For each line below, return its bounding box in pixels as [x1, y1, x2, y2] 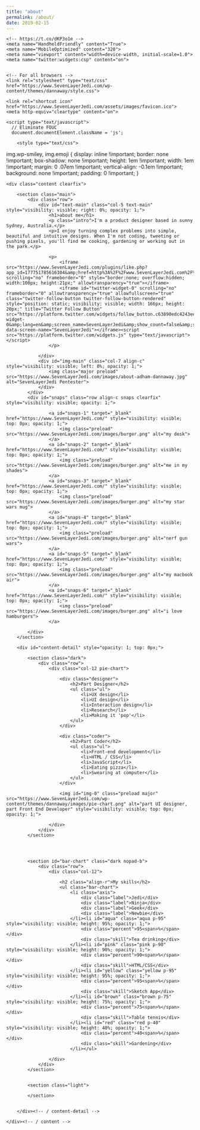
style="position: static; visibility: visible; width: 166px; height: [6, 301, 185, 307]
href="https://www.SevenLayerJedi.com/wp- [6, 83, 113, 89]
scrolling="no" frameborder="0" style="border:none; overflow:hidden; [6, 275, 185, 281]
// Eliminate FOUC [11, 124, 58, 131]
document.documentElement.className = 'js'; [11, 130, 124, 136]
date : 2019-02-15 [6, 20, 49, 26]
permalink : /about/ [6, 14, 55, 20]
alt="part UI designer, [129, 801, 187, 807]
